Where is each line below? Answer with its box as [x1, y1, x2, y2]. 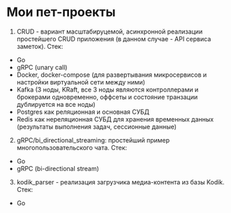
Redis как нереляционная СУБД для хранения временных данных [16, 115, 214, 123]
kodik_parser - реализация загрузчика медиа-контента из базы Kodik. [16, 177, 225, 186]
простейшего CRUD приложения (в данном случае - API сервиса [16, 34, 211, 43]
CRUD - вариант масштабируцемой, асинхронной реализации [16, 27, 203, 36]
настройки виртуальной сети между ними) [16, 78, 146, 86]
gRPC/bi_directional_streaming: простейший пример [16, 135, 170, 144]
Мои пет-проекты [6, 4, 116, 20]
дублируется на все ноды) [16, 100, 96, 108]
